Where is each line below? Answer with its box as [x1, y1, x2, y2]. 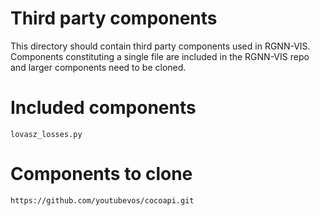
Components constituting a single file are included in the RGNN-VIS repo [10, 50, 310, 62]
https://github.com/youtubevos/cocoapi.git [10, 195, 195, 206]
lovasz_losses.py [10, 129, 83, 139]
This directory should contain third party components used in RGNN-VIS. [10, 40, 311, 52]
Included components [10, 97, 197, 119]
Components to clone [10, 163, 193, 186]
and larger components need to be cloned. [10, 61, 187, 73]
